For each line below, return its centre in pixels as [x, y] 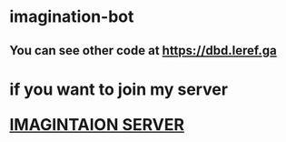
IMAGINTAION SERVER [97, 124]
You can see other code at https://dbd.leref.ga [143, 51]
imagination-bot [72, 17]
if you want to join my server [119, 89]
